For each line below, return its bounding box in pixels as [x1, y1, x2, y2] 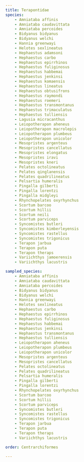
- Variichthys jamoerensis [14, 255, 72, 260]
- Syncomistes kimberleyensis [14, 226, 79, 232]
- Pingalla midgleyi [14, 193, 58, 198]
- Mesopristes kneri [14, 160, 58, 165]
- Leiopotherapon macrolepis [14, 126, 77, 131]
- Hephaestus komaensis [14, 79, 66, 84]
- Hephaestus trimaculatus [14, 107, 72, 113]
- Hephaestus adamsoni [14, 50, 63, 55]
